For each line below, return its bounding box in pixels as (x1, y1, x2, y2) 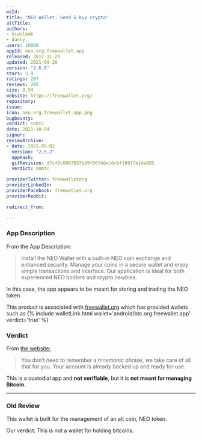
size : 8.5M (6, 87, 34, 93)
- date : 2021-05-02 (6, 143, 55, 149)
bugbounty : (6, 115, 34, 121)
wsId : (6, 8, 20, 15)
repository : (6, 98, 36, 104)
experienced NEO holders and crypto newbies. (20, 273, 137, 280)
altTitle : (6, 20, 31, 26)
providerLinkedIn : (6, 182, 52, 188)
